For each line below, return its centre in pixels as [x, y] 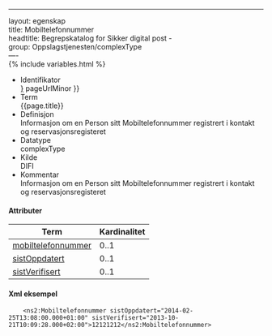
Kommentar [39, 174]
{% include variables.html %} [57, 64]
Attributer [25, 210]
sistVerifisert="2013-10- [136, 318]
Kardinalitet [122, 232]
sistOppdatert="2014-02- [152, 311]
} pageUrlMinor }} [50, 88]
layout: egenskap [37, 21]
